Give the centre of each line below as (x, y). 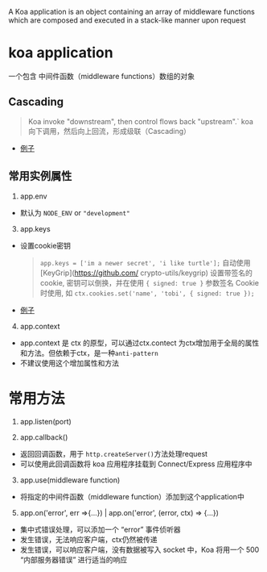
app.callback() (44, 437)
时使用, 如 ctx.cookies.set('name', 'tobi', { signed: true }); (147, 293)
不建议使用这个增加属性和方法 (69, 363)
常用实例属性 (40, 176)
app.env (33, 196)
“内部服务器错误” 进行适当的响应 (74, 559)
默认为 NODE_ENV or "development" (75, 212)
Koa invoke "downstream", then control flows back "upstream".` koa (140, 121)
